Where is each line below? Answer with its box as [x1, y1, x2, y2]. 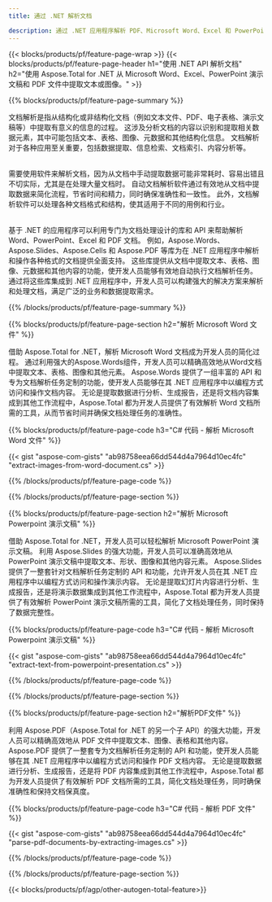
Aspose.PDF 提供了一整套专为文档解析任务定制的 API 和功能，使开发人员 [8, 746, 253, 755]
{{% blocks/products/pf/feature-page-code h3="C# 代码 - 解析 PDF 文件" [8, 803, 256, 813]
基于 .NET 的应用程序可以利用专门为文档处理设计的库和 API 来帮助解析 [8, 225, 244, 234]
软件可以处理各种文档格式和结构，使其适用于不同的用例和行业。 [15, 199, 229, 208]
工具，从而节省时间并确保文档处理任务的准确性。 [22, 408, 187, 418]
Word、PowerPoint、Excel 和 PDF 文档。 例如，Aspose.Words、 [8, 235, 225, 245]
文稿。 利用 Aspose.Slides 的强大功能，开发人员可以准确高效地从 [15, 546, 233, 556]
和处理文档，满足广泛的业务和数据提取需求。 [8, 286, 158, 296]
